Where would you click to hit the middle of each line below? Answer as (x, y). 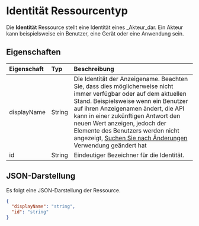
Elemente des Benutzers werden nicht (126, 130)
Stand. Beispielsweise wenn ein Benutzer (131, 101)
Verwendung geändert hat (110, 145)
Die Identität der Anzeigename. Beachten (131, 79)
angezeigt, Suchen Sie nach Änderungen (131, 138)
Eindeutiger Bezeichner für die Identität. (129, 155)
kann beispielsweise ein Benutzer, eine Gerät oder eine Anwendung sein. (95, 33)
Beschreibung (94, 69)
